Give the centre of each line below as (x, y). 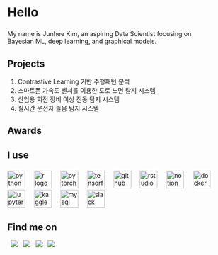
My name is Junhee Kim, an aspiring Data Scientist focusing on (99, 34)
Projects (26, 63)
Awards (25, 131)
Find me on (32, 227)
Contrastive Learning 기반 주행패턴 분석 (74, 81)
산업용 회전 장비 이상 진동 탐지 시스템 (69, 99)
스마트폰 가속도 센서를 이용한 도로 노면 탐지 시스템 (86, 90)
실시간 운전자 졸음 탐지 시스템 (58, 108)
